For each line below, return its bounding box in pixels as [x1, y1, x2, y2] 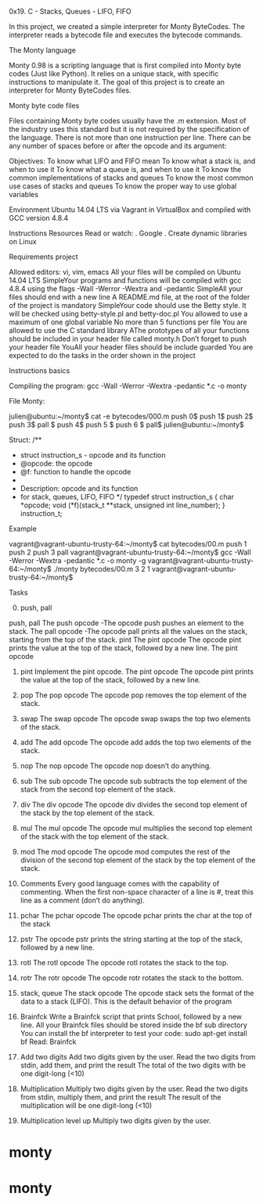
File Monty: [9, 397, 45, 405]
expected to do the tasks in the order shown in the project [9, 351, 196, 360]
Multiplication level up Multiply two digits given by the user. [20, 1116, 211, 1125]
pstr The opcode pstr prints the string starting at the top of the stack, [20, 935, 243, 943]
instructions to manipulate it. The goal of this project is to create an [9, 78, 225, 86]
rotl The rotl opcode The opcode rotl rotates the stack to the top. [20, 958, 229, 967]
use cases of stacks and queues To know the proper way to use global [9, 181, 237, 191]
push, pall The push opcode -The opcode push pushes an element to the [9, 618, 244, 628]
